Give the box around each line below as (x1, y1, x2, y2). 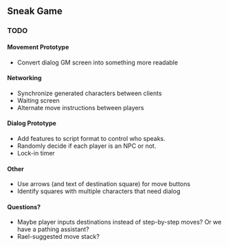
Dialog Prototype (7, 119, 57, 127)
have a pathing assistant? (16, 225, 89, 233)
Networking (7, 74, 43, 82)
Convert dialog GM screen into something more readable (16, 58, 179, 66)
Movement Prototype (7, 42, 69, 51)
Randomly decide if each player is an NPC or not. (16, 142, 157, 150)
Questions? (7, 203, 41, 211)
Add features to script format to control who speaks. (16, 134, 166, 142)
